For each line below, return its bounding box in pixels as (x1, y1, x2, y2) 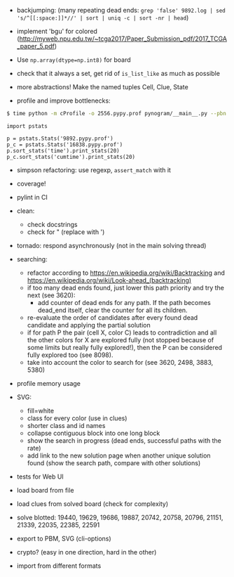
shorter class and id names (27, 421, 106, 429)
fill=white (27, 406, 54, 415)
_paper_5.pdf (16, 42, 55, 50)
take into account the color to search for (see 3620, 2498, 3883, (27, 358, 214, 366)
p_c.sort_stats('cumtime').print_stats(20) (6, 153, 136, 160)
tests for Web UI (16, 472, 64, 481)
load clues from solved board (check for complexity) (16, 499, 169, 508)
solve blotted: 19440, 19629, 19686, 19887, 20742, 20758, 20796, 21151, (16, 513, 223, 521)
